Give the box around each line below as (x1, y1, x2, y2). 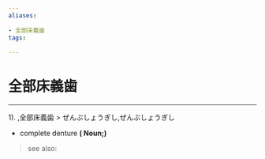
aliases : (8, 11, 37, 20)
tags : (8, 33, 26, 42)
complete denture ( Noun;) (19, 128, 107, 138)
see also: (27, 144, 58, 153)
